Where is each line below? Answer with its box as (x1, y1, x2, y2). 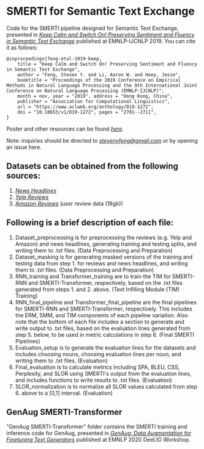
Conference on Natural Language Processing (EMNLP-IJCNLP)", (6, 87, 165, 94)
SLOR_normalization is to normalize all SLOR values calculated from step (15, 383, 198, 390)
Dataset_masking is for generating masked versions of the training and (15, 253, 193, 260)
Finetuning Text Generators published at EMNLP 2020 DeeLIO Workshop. (6, 436, 191, 444)
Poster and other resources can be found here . (6, 125, 124, 132)
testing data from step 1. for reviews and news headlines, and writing (15, 259, 188, 267)
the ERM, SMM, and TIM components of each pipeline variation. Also (15, 311, 188, 318)
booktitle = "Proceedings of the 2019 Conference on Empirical (17, 77, 181, 83)
